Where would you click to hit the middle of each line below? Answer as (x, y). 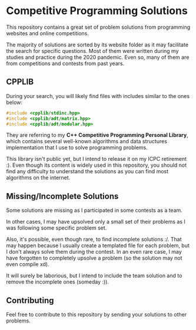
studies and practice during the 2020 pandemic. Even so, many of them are (98, 57)
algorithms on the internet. (38, 178)
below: (14, 102)
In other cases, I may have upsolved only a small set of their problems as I (96, 222)
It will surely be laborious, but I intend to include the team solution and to (94, 276)
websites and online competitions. (48, 33)
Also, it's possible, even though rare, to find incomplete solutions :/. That (94, 240)
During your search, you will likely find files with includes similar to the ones (98, 96)
